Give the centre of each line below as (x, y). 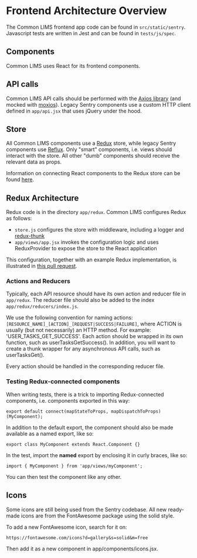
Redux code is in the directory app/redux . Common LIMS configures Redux (96, 212)
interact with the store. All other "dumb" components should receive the (93, 156)
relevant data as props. (34, 162)
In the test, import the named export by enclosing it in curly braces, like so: (97, 455)
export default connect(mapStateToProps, (57, 411)
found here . (20, 179)
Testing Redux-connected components (63, 382)
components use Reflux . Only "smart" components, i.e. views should (89, 149)
